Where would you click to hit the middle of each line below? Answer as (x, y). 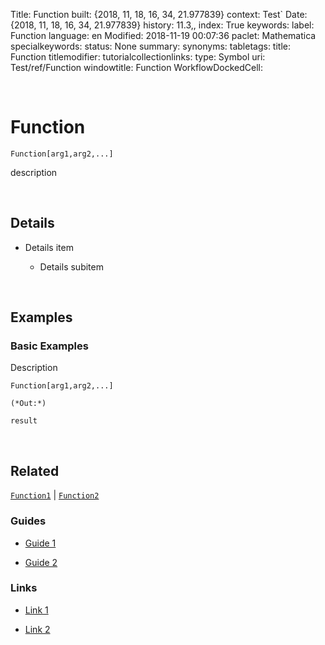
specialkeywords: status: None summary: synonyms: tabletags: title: (150, 46)
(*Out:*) (28, 404)
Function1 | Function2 (55, 495)
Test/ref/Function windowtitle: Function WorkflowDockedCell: (136, 67)
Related (35, 470)
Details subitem (71, 266)
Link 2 (37, 629)
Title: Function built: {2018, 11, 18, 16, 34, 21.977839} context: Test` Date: (159, 14)
